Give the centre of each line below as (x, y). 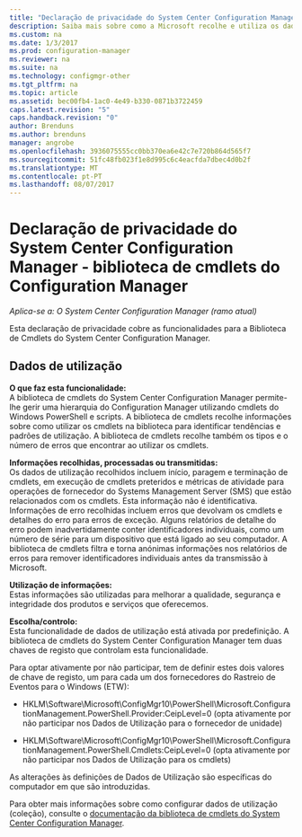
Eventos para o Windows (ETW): (70, 686)
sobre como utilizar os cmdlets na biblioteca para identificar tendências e (145, 426)
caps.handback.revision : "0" (64, 118)
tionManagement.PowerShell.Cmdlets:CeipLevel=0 (116, 750)
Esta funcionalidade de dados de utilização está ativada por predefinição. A (149, 630)
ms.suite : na (34, 68)
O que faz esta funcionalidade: (68, 388)
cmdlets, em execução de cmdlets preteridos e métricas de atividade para (147, 481)
